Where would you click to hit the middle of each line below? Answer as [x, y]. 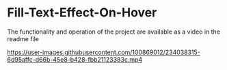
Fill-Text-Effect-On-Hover [82, 13]
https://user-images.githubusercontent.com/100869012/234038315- [104, 52]
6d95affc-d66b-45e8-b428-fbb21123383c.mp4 [75, 59]
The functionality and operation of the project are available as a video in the [114, 32]
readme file [23, 38]
